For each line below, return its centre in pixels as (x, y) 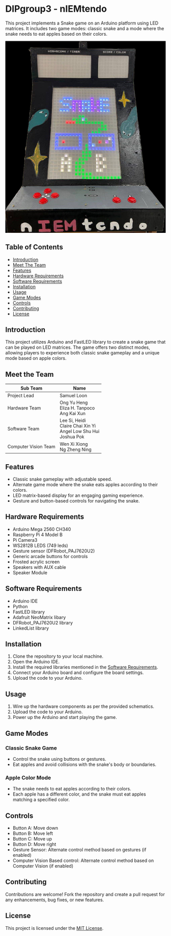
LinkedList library (31, 628)
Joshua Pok (72, 437)
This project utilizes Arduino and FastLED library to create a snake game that (85, 342)
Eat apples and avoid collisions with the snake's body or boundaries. (84, 764)
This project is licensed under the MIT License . (54, 928)
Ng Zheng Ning (76, 449)
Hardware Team (24, 408)
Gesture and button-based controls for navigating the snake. (76, 500)
